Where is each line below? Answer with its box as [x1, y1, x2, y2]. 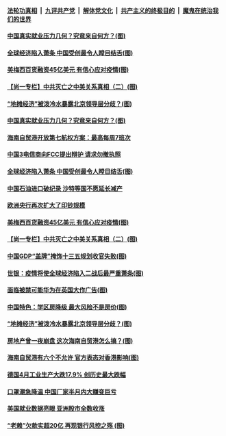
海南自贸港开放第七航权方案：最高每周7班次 [7, 133, 131, 142]
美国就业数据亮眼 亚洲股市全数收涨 [7, 405, 105, 413]
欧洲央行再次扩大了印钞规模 [7, 201, 86, 209]
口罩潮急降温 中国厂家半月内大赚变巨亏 [7, 387, 117, 396]
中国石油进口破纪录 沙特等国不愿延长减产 [7, 184, 123, 192]
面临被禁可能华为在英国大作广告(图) [7, 286, 108, 294]
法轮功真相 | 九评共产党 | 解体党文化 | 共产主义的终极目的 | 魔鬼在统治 [7, 6, 213, 14]
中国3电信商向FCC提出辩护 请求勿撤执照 [7, 151, 121, 159]
